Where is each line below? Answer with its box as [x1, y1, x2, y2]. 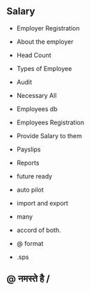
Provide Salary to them [16, 131, 83, 140]
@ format [16, 239, 44, 247]
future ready [16, 172, 53, 180]
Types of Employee [16, 64, 72, 72]
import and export [16, 199, 69, 207]
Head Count [16, 51, 51, 59]
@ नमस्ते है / [6, 273, 50, 285]
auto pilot [16, 185, 44, 194]
